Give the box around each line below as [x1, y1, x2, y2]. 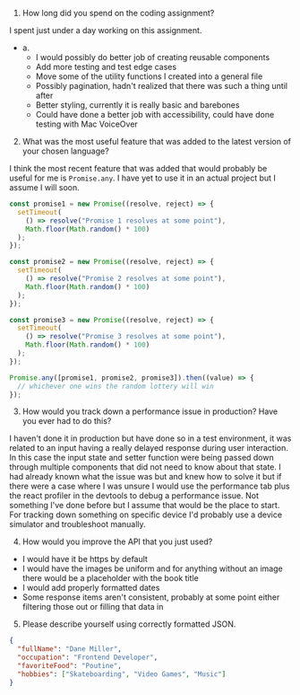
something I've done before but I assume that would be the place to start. [9, 500, 280, 511]
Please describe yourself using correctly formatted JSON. [21, 619, 236, 629]
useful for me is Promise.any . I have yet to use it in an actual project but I [9, 172, 276, 183]
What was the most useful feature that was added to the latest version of [21, 136, 292, 146]
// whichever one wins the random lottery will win [17, 382, 215, 391]
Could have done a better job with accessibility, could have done [35, 110, 275, 119]
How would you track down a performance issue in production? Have [21, 406, 279, 417]
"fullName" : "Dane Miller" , [17, 645, 123, 654]
